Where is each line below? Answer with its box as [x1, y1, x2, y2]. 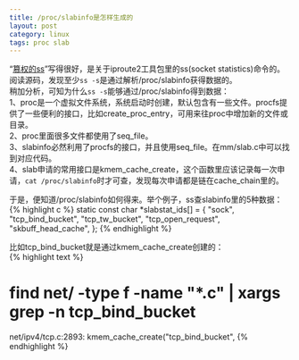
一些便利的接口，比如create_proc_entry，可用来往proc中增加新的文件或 [24, 108, 288, 119]
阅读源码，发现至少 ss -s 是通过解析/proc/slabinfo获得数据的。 [9, 75, 237, 86]
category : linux [9, 29, 70, 38]
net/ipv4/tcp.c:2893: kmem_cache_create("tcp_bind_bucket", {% [9, 331, 248, 342]
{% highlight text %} [9, 252, 84, 263]
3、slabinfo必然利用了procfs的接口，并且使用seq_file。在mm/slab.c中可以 [9, 142, 283, 153]
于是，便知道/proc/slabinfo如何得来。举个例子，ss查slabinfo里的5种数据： [9, 194, 283, 205]
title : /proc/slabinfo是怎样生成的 [9, 13, 134, 22]
